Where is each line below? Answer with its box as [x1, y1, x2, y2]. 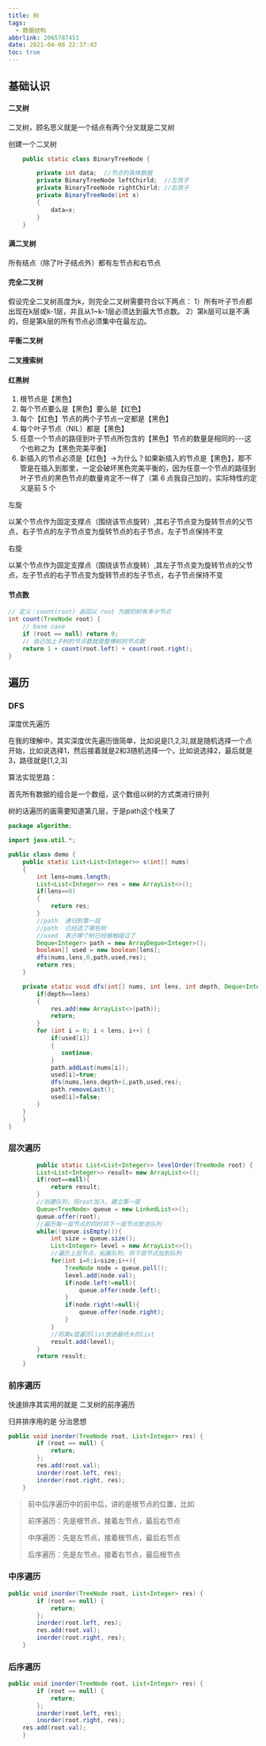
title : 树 [8, 11, 40, 20]
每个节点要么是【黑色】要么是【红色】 [19, 404, 145, 414]
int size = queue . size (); [50, 1235, 136, 1243]
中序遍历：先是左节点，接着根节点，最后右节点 [27, 1532, 180, 1542]
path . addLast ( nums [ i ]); [50, 1064, 129, 1072]
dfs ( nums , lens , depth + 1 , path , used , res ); [50, 1078, 182, 1087]
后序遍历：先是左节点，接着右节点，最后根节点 [27, 1549, 180, 1559]
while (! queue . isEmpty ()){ [36, 1228, 123, 1235]
